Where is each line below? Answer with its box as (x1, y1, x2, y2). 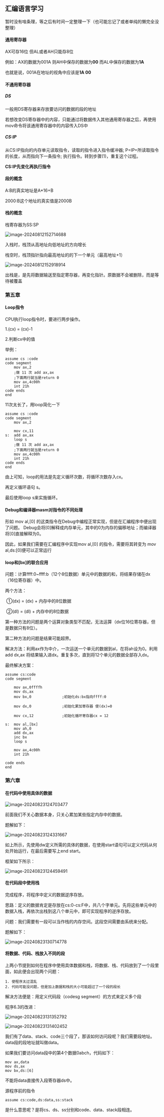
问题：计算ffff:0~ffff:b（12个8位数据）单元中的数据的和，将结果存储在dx (5, 571, 151, 577)
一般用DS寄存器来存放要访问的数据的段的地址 (5, 106, 97, 112)
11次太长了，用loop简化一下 (5, 402, 61, 408)
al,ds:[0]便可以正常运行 (5, 547, 52, 553)
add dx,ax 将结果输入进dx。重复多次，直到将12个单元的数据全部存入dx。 (5, 652, 152, 658)
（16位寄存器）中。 (5, 577, 44, 583)
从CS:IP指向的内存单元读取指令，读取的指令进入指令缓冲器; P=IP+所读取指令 (5, 147, 159, 153)
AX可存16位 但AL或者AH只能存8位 (5, 48, 74, 55)
